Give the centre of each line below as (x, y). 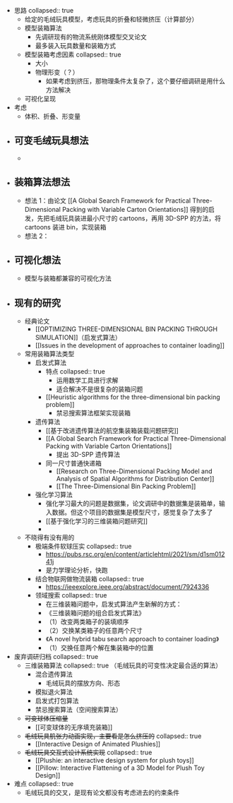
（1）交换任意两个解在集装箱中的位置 (100, 648)
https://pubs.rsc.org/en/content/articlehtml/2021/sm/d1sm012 (135, 554)
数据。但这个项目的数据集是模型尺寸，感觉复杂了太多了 (132, 512)
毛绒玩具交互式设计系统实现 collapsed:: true (88, 753)
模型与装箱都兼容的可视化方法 (68, 278)
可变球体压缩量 (46, 718)
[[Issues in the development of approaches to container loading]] (130, 345)
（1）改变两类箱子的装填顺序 (87, 622)
